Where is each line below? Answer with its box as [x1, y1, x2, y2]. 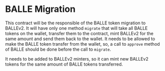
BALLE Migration [5, 3, 76, 15]
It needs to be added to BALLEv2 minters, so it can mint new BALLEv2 [5, 56, 149, 62]
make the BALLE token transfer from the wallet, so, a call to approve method [5, 41, 160, 47]
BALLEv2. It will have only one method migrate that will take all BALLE [5, 25, 148, 31]
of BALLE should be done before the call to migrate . [5, 46, 111, 52]
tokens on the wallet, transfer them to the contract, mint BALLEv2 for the [5, 30, 154, 36]
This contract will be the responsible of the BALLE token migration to [5, 20, 146, 26]
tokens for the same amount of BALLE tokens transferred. [5, 61, 123, 67]
